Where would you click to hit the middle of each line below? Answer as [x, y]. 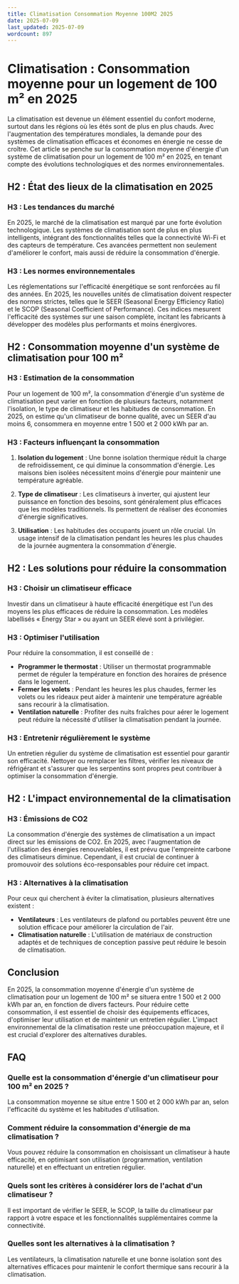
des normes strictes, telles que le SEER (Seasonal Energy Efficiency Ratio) [116, 302]
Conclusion [33, 972]
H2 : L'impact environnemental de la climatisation [119, 798]
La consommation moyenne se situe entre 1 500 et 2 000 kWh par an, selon [118, 1102]
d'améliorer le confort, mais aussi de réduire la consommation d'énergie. [114, 253]
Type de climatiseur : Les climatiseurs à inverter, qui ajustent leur [114, 494]
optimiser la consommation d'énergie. [63, 776]
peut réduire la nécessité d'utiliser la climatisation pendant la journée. [119, 720]
